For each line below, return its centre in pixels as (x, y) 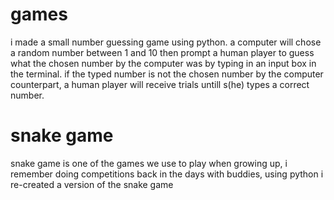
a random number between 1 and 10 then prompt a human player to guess (162, 52)
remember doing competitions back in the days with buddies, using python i (167, 174)
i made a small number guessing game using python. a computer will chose (166, 42)
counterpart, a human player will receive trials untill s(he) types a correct (160, 84)
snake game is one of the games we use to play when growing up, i (149, 163)
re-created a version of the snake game (92, 184)
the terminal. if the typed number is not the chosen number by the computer (167, 74)
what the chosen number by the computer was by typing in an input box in (163, 63)
